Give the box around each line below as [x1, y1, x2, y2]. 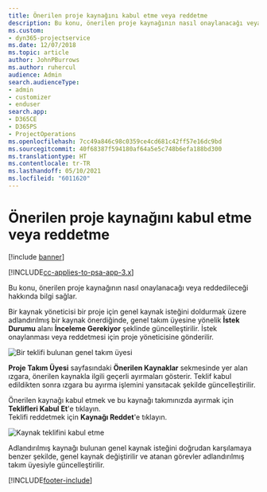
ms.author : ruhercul [8, 64, 77, 72]
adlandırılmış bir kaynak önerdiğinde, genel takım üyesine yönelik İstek [8, 315, 240, 325]
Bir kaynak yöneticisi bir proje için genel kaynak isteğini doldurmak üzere [8, 307, 246, 316]
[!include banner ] [8, 252, 65, 261]
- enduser [8, 100, 41, 108]
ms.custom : [8, 26, 44, 34]
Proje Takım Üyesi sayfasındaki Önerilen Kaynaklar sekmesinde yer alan [8, 363, 248, 373]
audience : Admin [8, 71, 62, 79]
